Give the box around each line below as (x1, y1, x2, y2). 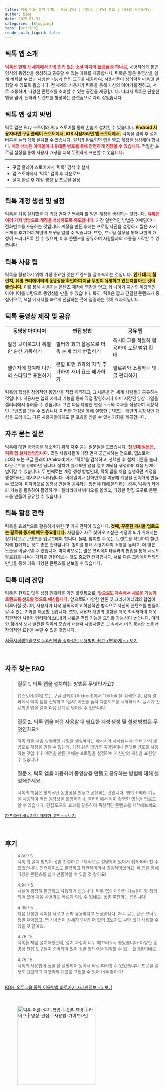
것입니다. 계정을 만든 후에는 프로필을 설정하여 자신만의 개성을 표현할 (26, 750, 156, 756)
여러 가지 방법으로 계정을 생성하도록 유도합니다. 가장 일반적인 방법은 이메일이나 (5, 217, 155, 223)
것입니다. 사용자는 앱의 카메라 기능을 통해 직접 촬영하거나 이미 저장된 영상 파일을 (5, 395, 159, 401)
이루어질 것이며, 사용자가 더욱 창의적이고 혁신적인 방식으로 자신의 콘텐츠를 (5, 602, 147, 608)
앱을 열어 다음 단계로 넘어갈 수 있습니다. (30, 705, 107, 711)
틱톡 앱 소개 (5, 50, 38, 58)
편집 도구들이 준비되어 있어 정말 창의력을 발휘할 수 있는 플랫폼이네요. (26, 946, 158, 952)
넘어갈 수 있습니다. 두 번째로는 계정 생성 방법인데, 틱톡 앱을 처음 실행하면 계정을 (5, 468, 157, 474)
